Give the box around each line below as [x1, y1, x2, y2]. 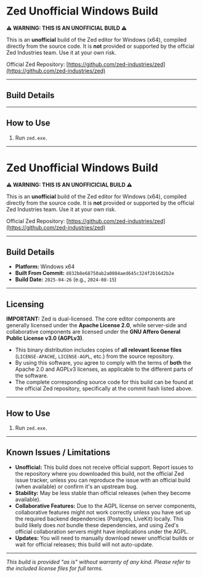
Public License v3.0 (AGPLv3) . [6, 334, 84, 342]
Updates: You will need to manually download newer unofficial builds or [14, 534, 195, 542]
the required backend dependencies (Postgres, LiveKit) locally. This [14, 515, 184, 522]
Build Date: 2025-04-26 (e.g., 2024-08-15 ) [14, 276, 117, 283]
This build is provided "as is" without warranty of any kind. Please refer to [6, 558, 191, 565]
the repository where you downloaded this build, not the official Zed [14, 470, 184, 477]
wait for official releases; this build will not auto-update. [14, 540, 154, 548]
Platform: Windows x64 [14, 263, 75, 270]
